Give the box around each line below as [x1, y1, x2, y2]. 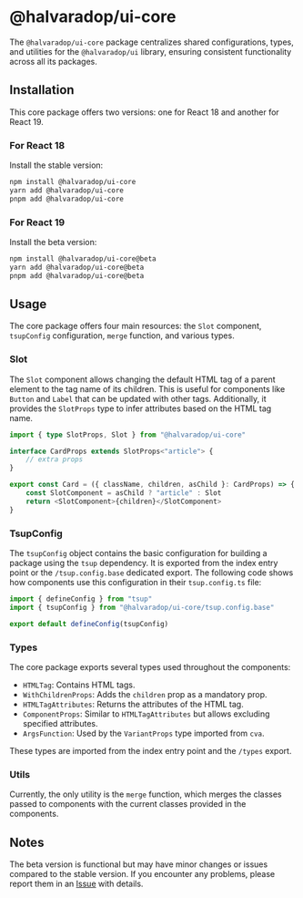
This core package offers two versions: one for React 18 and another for [9, 107, 279, 118]
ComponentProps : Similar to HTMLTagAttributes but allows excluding [22, 708, 270, 719]
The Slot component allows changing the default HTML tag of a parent [9, 374, 276, 385]
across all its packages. [9, 56, 98, 67]
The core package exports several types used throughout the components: [9, 661, 291, 672]
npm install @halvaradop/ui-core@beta [9, 253, 157, 263]
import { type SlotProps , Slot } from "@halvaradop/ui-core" [9, 430, 247, 439]
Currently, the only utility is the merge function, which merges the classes [9, 789, 282, 800]
